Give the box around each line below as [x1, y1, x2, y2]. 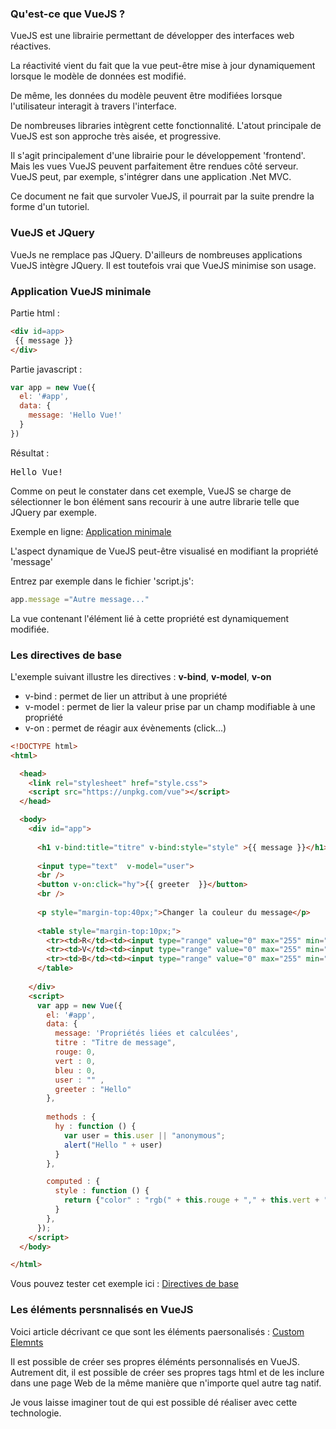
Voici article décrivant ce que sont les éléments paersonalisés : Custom [10, 1325, 305, 1337]
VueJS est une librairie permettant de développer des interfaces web [10, 30, 295, 42]
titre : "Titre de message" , [54, 1038, 177, 1048]
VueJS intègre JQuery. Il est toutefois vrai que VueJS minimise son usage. [10, 259, 317, 271]
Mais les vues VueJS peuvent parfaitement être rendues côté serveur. [10, 160, 299, 172]
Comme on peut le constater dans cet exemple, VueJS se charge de [10, 485, 292, 497]
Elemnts [10, 1336, 44, 1348]
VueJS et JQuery [10, 226, 95, 240]
